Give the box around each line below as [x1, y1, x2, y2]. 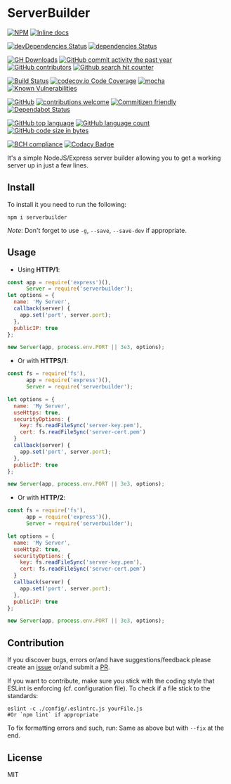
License [7, 752, 43, 764]
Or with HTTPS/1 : [17, 357, 69, 365]
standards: [7, 692, 39, 700]
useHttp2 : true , [13, 545, 61, 553]
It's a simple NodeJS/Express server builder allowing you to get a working [7, 153, 221, 162]
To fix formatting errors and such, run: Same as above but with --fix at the [7, 723, 225, 733]
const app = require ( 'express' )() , [7, 279, 112, 286]
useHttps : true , [13, 409, 61, 416]
